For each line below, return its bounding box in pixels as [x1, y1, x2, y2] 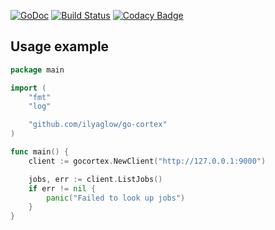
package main [10, 65, 65, 75]
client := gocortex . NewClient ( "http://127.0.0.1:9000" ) [28, 156, 267, 166]
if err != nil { [28, 183, 97, 194]
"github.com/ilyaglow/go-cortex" [28, 120, 168, 130]
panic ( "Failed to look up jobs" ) [46, 193, 186, 203]
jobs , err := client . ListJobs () [28, 174, 163, 184]
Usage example [10, 38, 110, 55]
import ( [10, 83, 47, 93]
